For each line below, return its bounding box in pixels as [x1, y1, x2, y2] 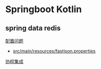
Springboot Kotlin [5, 4, 82, 15]
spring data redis [5, 24, 61, 32]
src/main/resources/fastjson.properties [12, 48, 96, 54]
